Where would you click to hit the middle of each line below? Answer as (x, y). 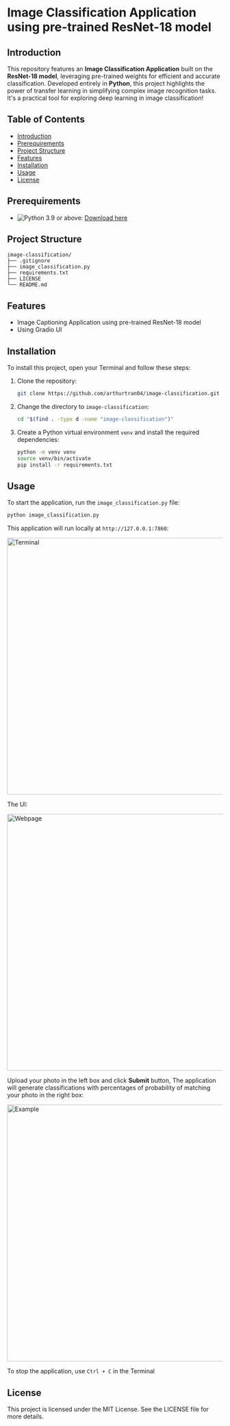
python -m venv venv (46, 452)
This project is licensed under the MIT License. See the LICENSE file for (108, 1409)
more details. (26, 1416)
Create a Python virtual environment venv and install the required (108, 432)
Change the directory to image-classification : (83, 406)
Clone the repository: (47, 381)
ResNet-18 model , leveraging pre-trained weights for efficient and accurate (114, 76)
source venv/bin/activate (54, 458)
